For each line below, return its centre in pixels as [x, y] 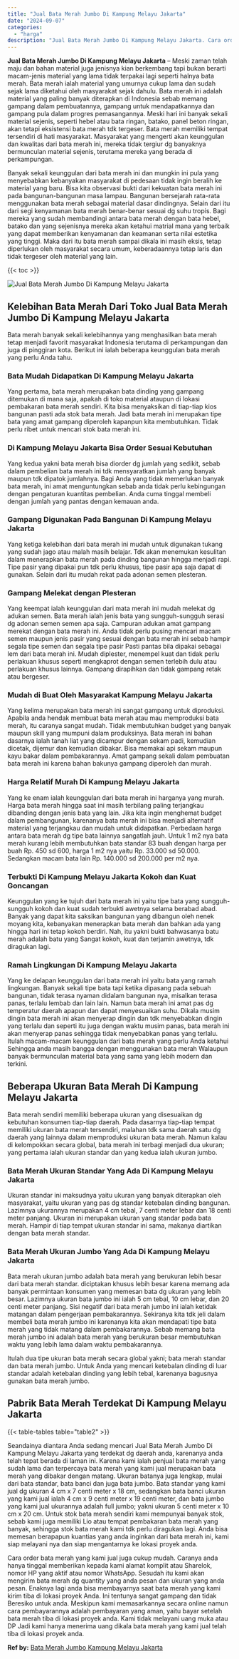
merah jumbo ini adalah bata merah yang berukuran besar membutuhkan [114, 1337]
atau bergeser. [29, 677]
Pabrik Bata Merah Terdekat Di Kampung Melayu [117, 1403]
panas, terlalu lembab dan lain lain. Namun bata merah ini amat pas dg [110, 1003]
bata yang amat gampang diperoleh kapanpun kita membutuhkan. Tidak [113, 422]
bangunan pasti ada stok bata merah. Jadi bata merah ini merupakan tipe [115, 414]
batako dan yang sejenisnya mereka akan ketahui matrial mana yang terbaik [118, 226]
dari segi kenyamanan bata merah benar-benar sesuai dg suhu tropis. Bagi [117, 211]
